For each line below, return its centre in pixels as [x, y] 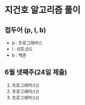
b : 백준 [19, 55]
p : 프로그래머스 [27, 43]
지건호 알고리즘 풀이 [43, 10]
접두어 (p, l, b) [25, 30]
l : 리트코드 [22, 49]
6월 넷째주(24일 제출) [36, 72]
